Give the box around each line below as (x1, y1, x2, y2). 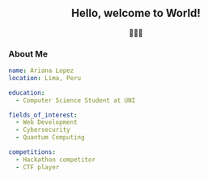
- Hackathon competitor (15, 156, 96, 164)
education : (8, 88, 45, 96)
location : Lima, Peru (8, 74, 82, 82)
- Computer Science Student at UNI (15, 96, 136, 104)
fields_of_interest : (8, 111, 79, 119)
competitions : (8, 148, 57, 156)
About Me (8, 48, 49, 59)
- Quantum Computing (15, 134, 85, 142)
